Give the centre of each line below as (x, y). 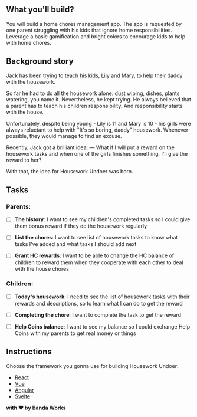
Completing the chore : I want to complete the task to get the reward (98, 314)
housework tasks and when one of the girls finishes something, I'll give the (97, 153)
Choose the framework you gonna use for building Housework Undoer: (92, 366)
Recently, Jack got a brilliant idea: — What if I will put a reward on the (91, 147)
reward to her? (24, 160)
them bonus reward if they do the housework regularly (81, 226)
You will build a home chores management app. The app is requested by (94, 24)
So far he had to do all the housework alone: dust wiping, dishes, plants (93, 93)
